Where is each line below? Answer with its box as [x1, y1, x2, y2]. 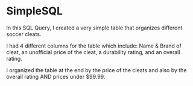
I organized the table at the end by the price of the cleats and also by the [6, 66, 187, 73]
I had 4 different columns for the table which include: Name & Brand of [6, 42, 182, 49]
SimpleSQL [6, 4, 63, 18]
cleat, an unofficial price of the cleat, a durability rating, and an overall [6, 48, 180, 55]
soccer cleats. [6, 30, 42, 37]
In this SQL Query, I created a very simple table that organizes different [6, 24, 183, 31]
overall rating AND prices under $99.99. [6, 73, 106, 80]
